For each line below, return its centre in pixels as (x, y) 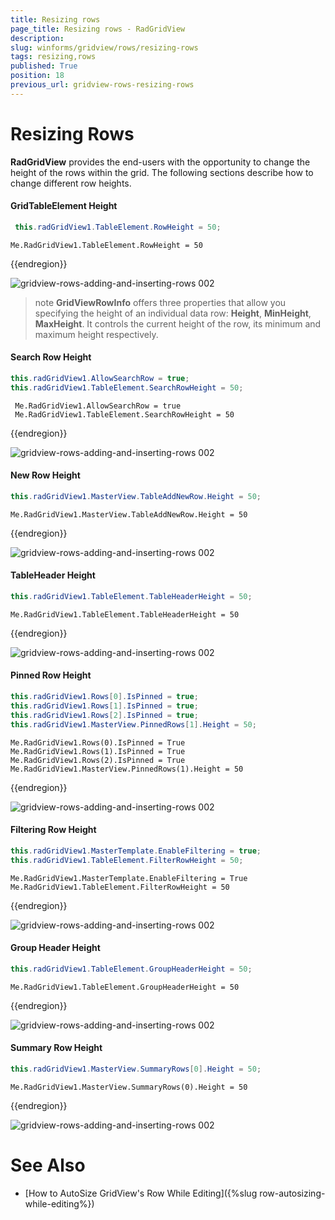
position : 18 (37, 76)
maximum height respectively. (96, 334)
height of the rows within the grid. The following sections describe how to (162, 172)
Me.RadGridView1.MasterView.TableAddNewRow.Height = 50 (129, 514)
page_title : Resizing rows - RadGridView (98, 29)
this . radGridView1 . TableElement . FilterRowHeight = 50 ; (127, 860)
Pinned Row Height (51, 675)
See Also (48, 1165)
